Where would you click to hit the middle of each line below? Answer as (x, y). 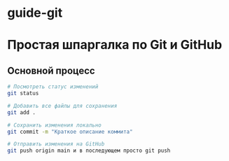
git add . (22, 112)
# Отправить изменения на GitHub (56, 144)
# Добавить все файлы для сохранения (62, 106)
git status (23, 93)
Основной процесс (51, 70)
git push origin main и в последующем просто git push (89, 151)
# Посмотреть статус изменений (53, 87)
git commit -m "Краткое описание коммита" (70, 132)
